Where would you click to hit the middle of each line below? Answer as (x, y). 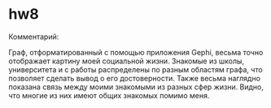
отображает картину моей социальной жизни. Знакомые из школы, (127, 61)
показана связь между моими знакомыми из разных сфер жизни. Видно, (136, 87)
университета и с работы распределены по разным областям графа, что (135, 69)
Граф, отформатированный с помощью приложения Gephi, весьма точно (136, 52)
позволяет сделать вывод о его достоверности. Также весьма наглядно (134, 78)
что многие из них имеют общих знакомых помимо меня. (109, 95)
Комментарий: (34, 37)
